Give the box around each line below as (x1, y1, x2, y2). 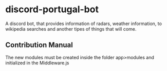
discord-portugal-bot (5, 4, 99, 15)
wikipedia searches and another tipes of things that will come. (5, 26, 137, 32)
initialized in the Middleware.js (5, 60, 69, 66)
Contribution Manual (5, 41, 73, 50)
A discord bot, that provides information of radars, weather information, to (5, 20, 162, 27)
